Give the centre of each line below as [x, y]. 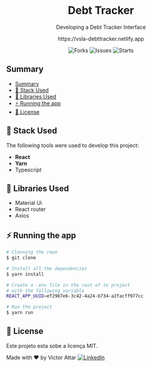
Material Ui [28, 203]
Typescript [28, 169]
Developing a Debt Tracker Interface [101, 27]
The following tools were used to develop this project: [73, 145]
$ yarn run [20, 313]
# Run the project [29, 307]
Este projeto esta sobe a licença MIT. [52, 345]
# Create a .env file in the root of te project [68, 285]
